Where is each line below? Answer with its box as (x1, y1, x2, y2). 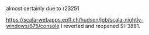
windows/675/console (6, 23, 60, 29)
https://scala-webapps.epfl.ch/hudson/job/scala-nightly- (6, 16, 143, 23)
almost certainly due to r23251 (6, 5, 79, 12)
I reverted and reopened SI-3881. (60, 23, 141, 29)
